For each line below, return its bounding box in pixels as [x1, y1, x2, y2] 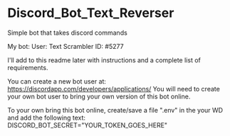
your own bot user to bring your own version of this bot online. [7, 92, 191, 101]
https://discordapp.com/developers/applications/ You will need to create [7, 84, 221, 93]
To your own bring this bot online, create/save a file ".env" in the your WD [7, 106, 223, 114]
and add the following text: [7, 113, 86, 122]
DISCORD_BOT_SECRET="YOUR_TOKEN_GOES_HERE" [7, 120, 168, 129]
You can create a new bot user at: [7, 76, 107, 86]
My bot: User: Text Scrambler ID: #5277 [7, 42, 124, 50]
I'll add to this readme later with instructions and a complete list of [7, 55, 201, 64]
